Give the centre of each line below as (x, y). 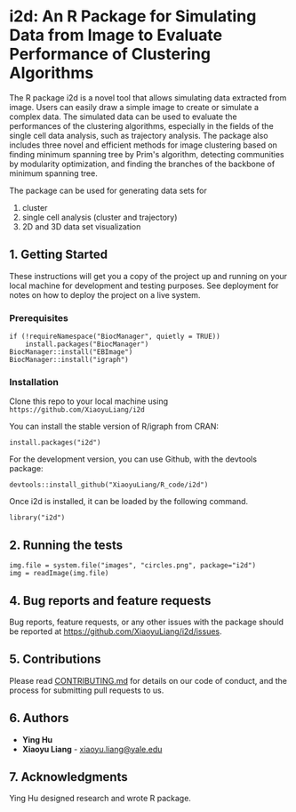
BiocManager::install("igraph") (69, 360)
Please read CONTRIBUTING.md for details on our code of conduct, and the (148, 680)
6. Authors (39, 718)
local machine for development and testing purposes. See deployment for (144, 285)
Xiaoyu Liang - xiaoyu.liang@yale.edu (92, 749)
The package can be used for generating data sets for (108, 190)
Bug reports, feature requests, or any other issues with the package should (147, 622)
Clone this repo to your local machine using (89, 401)
